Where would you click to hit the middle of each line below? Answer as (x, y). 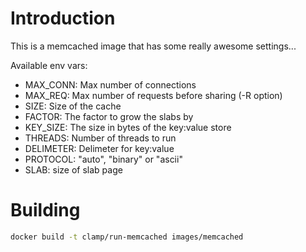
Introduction (63, 18)
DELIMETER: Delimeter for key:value (99, 148)
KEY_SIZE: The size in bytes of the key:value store (128, 127)
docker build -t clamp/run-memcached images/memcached (127, 237)
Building (45, 210)
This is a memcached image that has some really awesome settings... (153, 46)
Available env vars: (49, 65)
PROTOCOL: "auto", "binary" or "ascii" (103, 159)
